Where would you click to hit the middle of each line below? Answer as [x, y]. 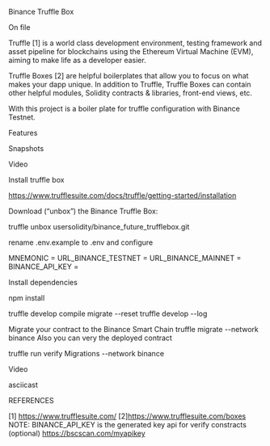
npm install [27, 298]
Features [23, 133]
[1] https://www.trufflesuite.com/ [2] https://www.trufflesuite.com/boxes [127, 416]
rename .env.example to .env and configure [81, 242]
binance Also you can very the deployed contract [90, 338]
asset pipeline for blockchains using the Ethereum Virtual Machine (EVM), [131, 51]
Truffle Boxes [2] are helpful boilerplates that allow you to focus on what [129, 76]
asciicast [23, 385]
